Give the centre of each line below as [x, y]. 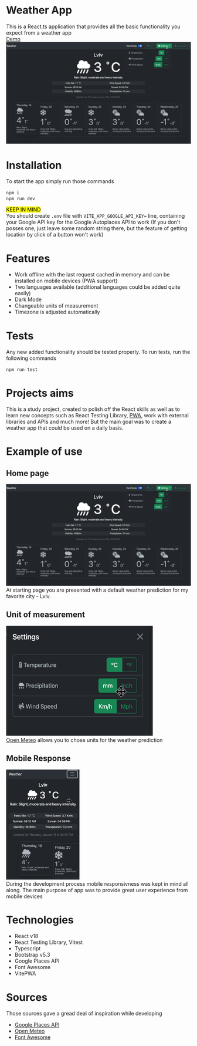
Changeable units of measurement [56, 306]
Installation [34, 165]
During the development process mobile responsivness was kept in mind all [97, 883]
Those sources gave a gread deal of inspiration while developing [84, 1014]
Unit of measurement [45, 615]
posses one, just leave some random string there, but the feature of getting [97, 228]
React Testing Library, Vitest [49, 942]
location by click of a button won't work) [55, 235]
